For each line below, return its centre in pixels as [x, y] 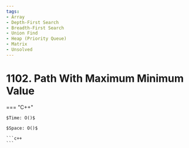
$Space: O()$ [22, 128]
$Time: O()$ [21, 118]
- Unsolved [19, 50]
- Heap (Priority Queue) [36, 39]
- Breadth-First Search [35, 28]
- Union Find [22, 33]
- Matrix [17, 44]
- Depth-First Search [33, 22]
